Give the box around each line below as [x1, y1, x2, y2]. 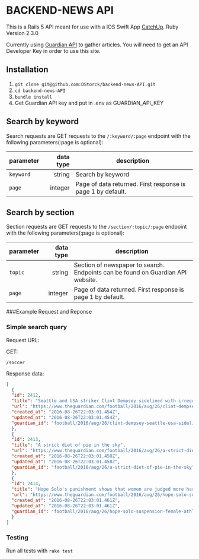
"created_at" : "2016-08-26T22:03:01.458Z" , [11, 453, 120, 459]
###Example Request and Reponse [6, 308, 92, 315]
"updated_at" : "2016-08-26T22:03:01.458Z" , [11, 459, 120, 465]
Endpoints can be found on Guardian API [73, 269, 187, 277]
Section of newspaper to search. [73, 261, 165, 269]
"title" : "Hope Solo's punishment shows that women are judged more [11, 487, 184, 492]
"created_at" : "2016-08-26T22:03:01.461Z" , [11, 497, 120, 504]
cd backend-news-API [14, 87, 66, 94]
